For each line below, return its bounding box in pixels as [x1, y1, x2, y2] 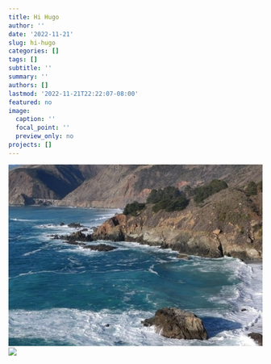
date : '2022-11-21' [8, 30, 74, 38]
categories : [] [8, 47, 60, 56]
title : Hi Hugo [8, 13, 60, 21]
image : [8, 107, 31, 115]
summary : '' [8, 73, 48, 81]
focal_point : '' [15, 123, 70, 132]
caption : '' [15, 115, 56, 123]
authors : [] [8, 81, 48, 89]
